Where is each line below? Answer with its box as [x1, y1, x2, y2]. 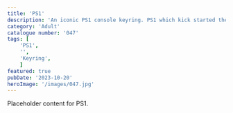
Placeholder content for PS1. [7, 99, 89, 107]
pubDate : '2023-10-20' [7, 74, 73, 81]
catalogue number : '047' [7, 29, 79, 37]
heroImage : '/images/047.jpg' [7, 81, 95, 88]
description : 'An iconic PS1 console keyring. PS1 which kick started [7, 17, 216, 23]
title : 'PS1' [7, 10, 45, 17]
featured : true [7, 68, 51, 74]
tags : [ [7, 36, 30, 43]
